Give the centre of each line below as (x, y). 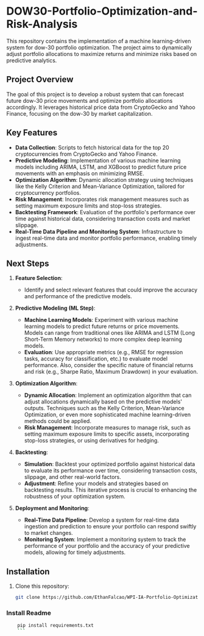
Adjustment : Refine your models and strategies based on (96, 484)
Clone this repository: (42, 586)
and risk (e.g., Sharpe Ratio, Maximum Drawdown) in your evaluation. (111, 372)
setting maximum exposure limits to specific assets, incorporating (107, 434)
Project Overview (40, 79)
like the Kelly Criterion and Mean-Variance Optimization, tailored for (100, 186)
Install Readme (29, 613)
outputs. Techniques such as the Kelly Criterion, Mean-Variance (104, 408)
